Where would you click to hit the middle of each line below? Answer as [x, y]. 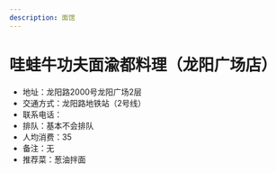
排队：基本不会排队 [58, 125]
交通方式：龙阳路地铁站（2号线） [84, 103]
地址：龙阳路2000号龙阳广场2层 [82, 92]
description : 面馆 [42, 18]
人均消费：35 [47, 137]
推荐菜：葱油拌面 [54, 159]
